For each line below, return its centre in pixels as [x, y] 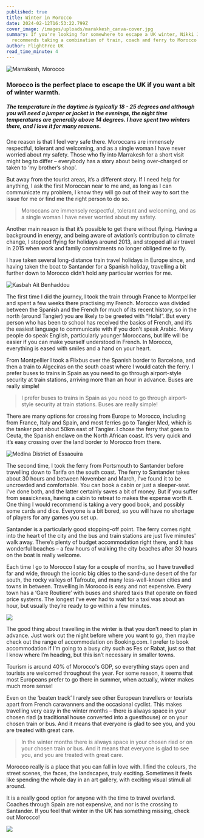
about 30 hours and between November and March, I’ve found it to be [94, 478]
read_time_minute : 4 [32, 52]
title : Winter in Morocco [39, 18]
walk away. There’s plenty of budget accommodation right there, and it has [100, 542]
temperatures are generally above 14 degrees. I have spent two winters [98, 120]
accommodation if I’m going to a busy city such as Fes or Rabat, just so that [101, 648]
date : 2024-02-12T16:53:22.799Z [47, 23]
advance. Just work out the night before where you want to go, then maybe [101, 635]
